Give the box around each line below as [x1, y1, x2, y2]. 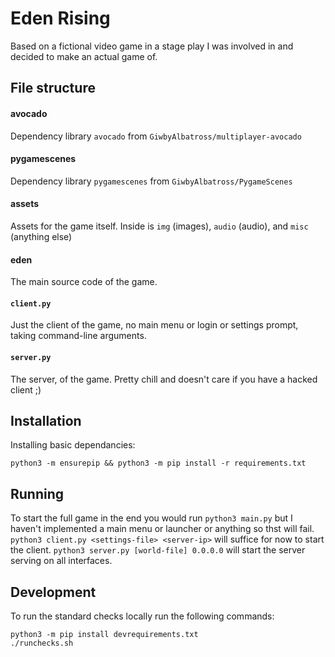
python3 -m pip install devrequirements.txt [10, 629, 199, 639]
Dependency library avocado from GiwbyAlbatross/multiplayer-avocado [10, 130, 302, 142]
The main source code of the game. [10, 276, 158, 288]
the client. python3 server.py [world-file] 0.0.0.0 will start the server [10, 544, 306, 556]
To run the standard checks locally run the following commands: [10, 610, 275, 622]
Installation [10, 412, 82, 429]
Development [10, 583, 97, 601]
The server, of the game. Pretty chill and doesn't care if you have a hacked [10, 373, 318, 385]
